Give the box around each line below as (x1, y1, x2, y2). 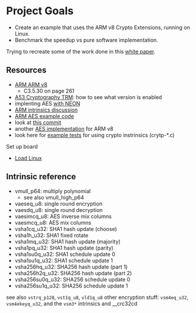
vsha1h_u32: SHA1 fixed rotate (14, 232, 89, 239)
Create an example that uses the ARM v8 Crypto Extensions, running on (14, 24, 191, 31)
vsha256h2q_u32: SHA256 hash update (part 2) (14, 269, 132, 277)
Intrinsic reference (6, 172, 76, 182)
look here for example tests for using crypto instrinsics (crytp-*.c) (14, 131, 175, 138)
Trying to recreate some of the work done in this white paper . (6, 48, 156, 55)
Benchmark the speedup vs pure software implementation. (14, 36, 159, 43)
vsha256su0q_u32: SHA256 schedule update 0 (14, 276, 130, 283)
